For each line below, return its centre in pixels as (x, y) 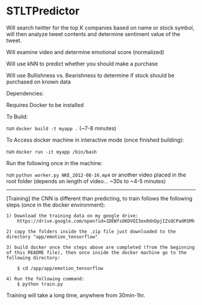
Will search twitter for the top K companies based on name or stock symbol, (100, 28)
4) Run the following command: (45, 279)
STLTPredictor (43, 11)
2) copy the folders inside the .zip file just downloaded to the (91, 231)
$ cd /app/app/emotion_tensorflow (60, 268)
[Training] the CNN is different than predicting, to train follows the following (99, 198)
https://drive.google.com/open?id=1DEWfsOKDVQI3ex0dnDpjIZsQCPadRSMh (106, 221)
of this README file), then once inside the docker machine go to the (96, 252)
